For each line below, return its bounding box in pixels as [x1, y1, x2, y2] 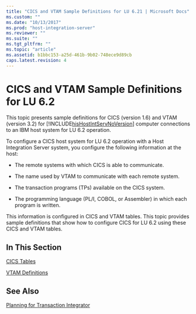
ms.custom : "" [6, 14, 41, 20]
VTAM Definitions [6, 269, 49, 276]
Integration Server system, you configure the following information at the [6, 144, 181, 151]
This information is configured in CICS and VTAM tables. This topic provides [6, 213, 190, 220]
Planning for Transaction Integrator [6, 302, 91, 309]
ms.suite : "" [6, 36, 38, 41]
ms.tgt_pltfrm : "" [6, 41, 51, 47]
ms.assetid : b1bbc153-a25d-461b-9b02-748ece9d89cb [6, 52, 132, 58]
